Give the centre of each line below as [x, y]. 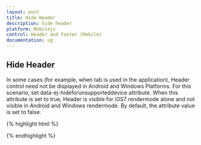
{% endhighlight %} [31, 135]
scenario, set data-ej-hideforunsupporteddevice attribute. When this [92, 93]
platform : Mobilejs [31, 29]
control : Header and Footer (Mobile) [54, 35]
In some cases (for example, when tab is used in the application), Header [98, 79]
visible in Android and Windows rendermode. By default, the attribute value [100, 105]
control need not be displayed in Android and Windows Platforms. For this [99, 86]
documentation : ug [30, 40]
